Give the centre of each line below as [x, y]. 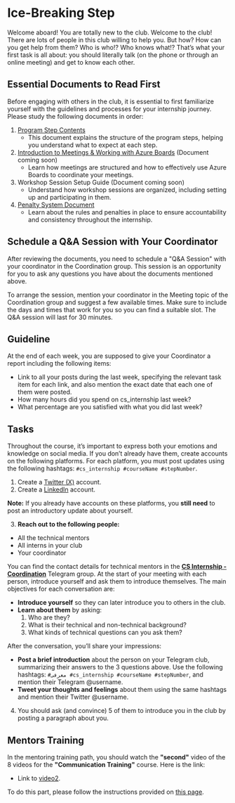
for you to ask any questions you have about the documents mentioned [110, 274]
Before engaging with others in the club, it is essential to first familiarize [110, 101]
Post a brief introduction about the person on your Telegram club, [113, 660]
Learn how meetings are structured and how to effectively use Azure [127, 167]
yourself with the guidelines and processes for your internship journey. [109, 109]
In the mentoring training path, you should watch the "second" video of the [116, 757]
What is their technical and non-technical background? [107, 625]
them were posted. [45, 392]
